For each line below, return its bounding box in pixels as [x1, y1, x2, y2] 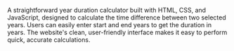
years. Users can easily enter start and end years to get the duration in [7, 21, 212, 29]
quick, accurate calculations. [7, 36, 91, 44]
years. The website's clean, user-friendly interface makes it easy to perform [7, 28, 228, 36]
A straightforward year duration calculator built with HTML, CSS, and [7, 6, 206, 14]
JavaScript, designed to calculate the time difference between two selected [7, 13, 226, 22]
